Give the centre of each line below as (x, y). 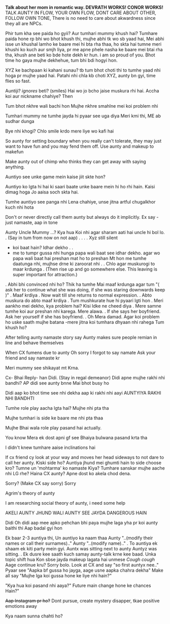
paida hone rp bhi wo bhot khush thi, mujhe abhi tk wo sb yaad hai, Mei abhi (85, 39)
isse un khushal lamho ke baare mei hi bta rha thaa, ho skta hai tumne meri (83, 44)
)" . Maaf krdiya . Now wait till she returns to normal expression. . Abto (79, 295)
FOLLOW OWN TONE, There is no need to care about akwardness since (80, 18)
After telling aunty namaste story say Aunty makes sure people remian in (81, 337)
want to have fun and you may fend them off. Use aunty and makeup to (79, 146)
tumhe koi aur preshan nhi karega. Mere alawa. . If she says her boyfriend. (83, 311)
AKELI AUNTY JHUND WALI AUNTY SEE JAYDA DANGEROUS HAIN (76, 513)
